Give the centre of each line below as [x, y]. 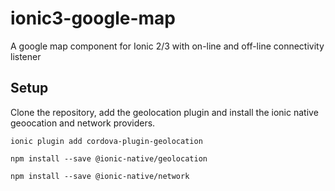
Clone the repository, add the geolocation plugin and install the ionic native [164, 112]
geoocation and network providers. [83, 123]
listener [26, 56]
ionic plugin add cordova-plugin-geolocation [106, 141]
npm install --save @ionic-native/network [100, 176]
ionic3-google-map [93, 18]
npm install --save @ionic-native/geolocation [109, 158]
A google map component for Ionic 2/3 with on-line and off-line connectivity [167, 46]
